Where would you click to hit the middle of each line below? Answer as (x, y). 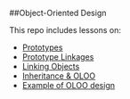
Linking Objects (51, 66)
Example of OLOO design (69, 85)
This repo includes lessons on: (65, 30)
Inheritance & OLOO (59, 76)
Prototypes (42, 47)
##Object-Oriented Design (58, 13)
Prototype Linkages (58, 57)
